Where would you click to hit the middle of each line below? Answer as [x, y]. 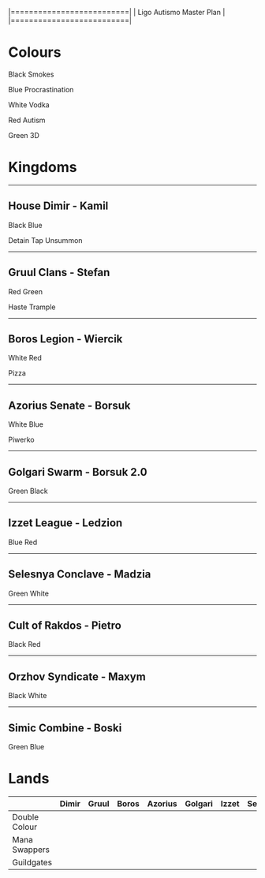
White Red [25, 358]
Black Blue [26, 225]
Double [26, 816]
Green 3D [24, 135]
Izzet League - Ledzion [65, 523]
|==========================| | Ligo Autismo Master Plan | [117, 12]
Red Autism [27, 120]
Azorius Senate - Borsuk [69, 405]
